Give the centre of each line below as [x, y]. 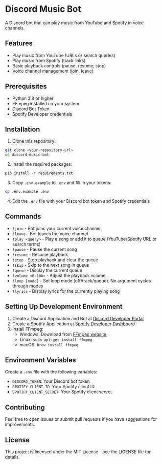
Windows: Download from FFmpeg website [63, 334]
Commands [23, 217]
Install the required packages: [42, 164]
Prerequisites [26, 86]
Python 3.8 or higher [33, 98]
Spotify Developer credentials [42, 114]
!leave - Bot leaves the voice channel [50, 233]
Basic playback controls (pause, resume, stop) [59, 65]
